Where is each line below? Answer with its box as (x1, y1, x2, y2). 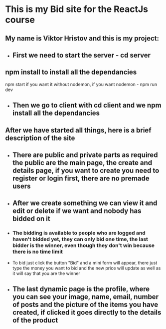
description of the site (5, 133, 75, 142)
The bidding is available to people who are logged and (12, 229, 146, 236)
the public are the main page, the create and (12, 158, 153, 167)
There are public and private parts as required (12, 150, 158, 159)
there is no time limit (12, 248, 63, 255)
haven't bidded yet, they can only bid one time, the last (12, 236, 149, 243)
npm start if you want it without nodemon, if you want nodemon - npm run (5, 81, 158, 87)
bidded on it (12, 214, 51, 223)
